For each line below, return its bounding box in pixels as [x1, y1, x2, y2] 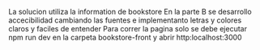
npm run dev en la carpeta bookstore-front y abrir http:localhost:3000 [8, 32, 242, 42]
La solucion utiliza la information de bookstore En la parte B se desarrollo [8, 7, 253, 16]
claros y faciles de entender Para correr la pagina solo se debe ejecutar [8, 24, 247, 33]
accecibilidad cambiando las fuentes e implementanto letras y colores [8, 15, 242, 25]
